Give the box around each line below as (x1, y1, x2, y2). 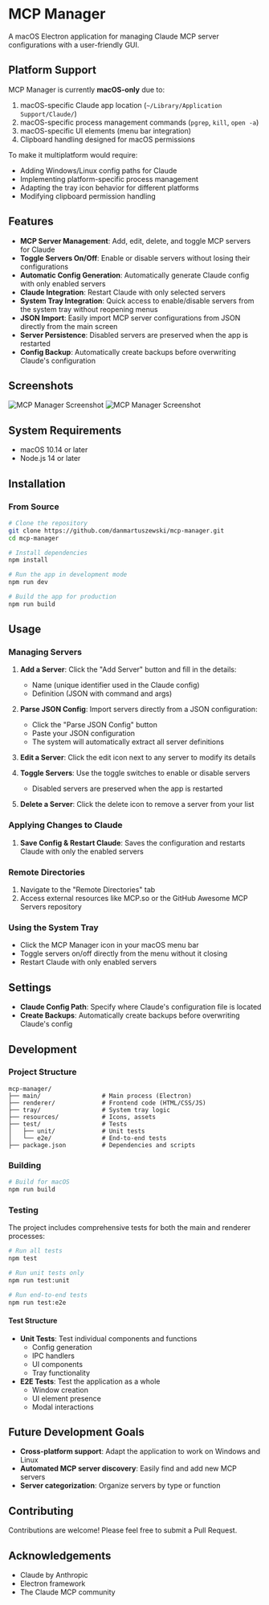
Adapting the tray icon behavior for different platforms (19, 183, 199, 192)
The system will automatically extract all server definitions (31, 737, 225, 747)
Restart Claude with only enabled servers (19, 957, 157, 967)
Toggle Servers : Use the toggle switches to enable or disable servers (19, 768, 251, 778)
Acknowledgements (8, 1549, 112, 1562)
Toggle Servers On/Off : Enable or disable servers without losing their (19, 253, 251, 262)
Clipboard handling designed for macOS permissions (19, 134, 195, 144)
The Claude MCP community (19, 1587, 116, 1597)
